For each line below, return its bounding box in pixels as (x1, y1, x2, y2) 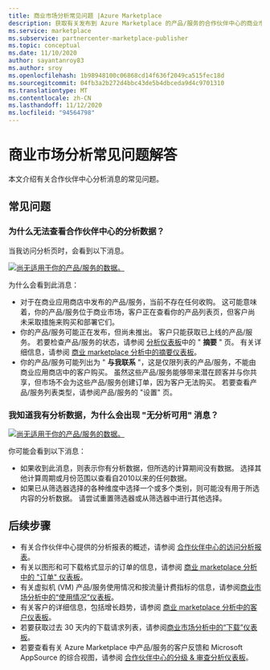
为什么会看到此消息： (8, 280, 79, 289)
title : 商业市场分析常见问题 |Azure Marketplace (8, 11, 162, 20)
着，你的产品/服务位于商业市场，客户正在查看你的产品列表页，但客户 (19, 307, 248, 317)
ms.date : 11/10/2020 (8, 49, 78, 57)
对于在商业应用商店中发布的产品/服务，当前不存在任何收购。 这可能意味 (19, 296, 257, 306)
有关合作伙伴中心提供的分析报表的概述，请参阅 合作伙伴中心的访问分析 (19, 541, 255, 551)
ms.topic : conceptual (8, 42, 81, 50)
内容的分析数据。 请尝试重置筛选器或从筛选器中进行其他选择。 (19, 493, 227, 503)
